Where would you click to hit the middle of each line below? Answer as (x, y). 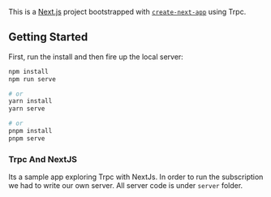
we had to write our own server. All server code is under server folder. (126, 186)
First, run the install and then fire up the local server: (96, 57)
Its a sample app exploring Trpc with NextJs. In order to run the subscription (136, 177)
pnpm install (30, 131)
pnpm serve (27, 138)
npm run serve (32, 79)
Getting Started (48, 37)
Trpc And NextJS (43, 159)
